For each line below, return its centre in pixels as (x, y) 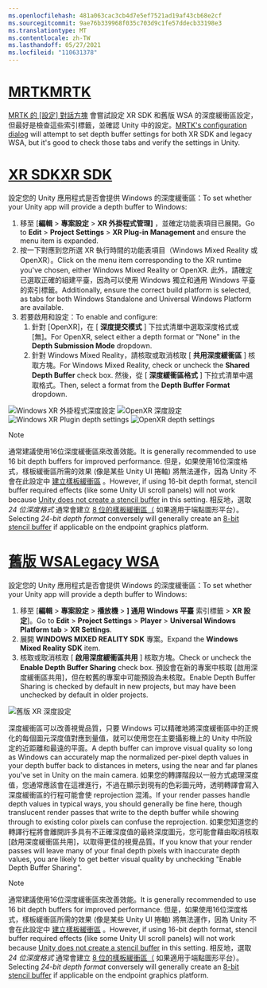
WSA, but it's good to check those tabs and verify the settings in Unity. (124, 142)
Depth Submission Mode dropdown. (92, 345)
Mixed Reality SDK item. (60, 648)
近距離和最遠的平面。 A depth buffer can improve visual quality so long (137, 748)
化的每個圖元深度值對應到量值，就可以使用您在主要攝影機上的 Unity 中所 (127, 738)
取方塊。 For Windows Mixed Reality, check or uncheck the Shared (141, 365)
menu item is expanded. (59, 241)
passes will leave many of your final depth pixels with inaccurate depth (124, 850)
